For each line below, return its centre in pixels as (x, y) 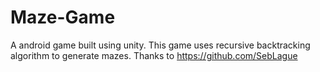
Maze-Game (63, 17)
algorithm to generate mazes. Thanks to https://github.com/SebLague (154, 55)
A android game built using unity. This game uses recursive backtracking (160, 45)
